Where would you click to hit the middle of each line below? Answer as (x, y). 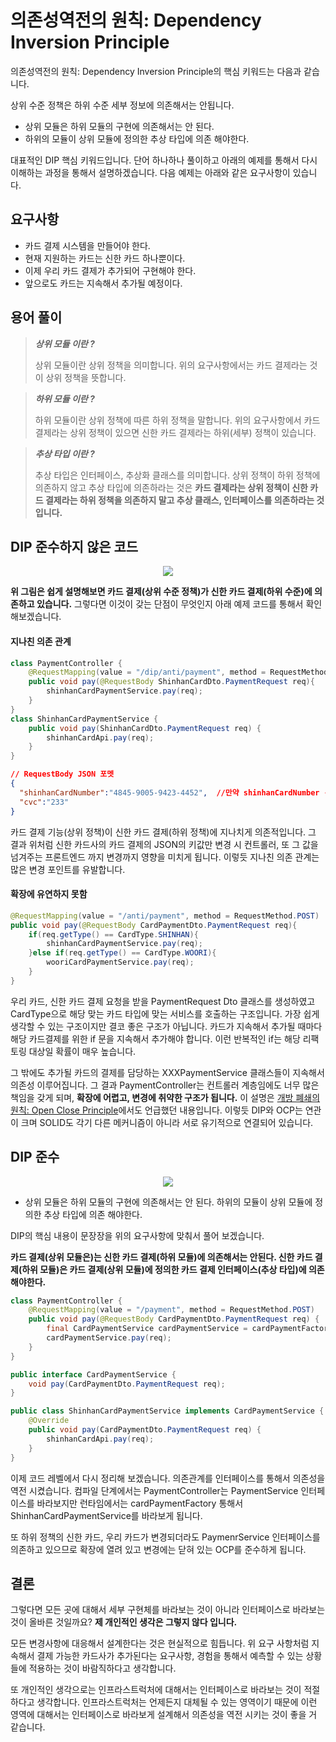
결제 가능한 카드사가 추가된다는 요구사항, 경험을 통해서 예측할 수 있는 (170, 1656)
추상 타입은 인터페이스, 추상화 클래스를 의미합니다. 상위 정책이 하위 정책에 (177, 475)
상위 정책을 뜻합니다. (86, 377)
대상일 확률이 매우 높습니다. (82, 1051)
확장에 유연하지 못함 (49, 894)
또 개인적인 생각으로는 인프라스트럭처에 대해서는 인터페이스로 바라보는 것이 (156, 1690)
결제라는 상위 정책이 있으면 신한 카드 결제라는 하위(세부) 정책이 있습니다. (175, 432)
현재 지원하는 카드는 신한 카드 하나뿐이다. (105, 258)
